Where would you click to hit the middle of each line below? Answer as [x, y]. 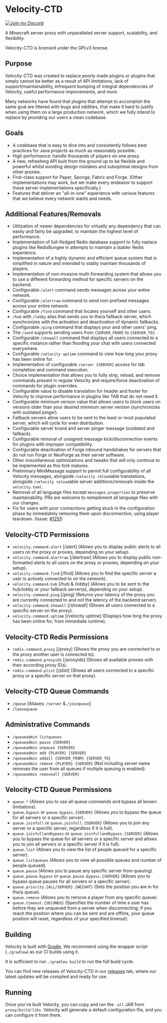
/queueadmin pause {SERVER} [41, 742]
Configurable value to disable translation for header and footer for [80, 391]
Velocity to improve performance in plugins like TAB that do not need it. [85, 396]
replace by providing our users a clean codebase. [56, 117]
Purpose [19, 64]
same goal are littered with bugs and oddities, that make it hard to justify [79, 107]
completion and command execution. [50, 370]
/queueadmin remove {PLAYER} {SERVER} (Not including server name [81, 763]
